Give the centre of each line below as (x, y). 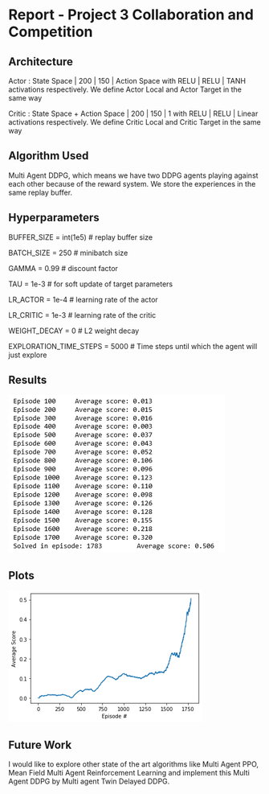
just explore (28, 355)
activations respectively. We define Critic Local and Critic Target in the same (134, 122)
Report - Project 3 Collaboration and (131, 15)
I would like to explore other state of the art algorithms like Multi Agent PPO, (134, 764)
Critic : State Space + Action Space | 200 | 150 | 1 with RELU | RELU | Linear (133, 113)
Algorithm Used (49, 156)
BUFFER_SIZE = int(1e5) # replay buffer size (81, 237)
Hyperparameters (54, 218)
